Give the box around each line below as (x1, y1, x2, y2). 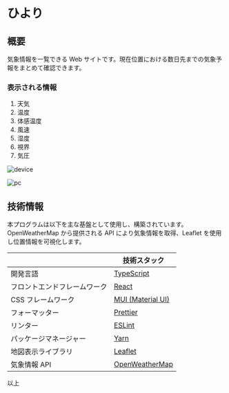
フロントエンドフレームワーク (10, 282, 108, 292)
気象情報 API (10, 360, 52, 369)
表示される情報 (7, 82, 57, 92)
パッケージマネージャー (10, 334, 86, 344)
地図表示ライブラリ (10, 347, 74, 356)
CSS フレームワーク (10, 295, 75, 304)
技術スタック (123, 256, 165, 266)
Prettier (113, 308, 138, 318)
